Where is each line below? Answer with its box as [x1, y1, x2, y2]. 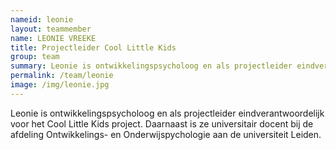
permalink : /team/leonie [10, 71, 114, 81]
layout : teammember [10, 24, 92, 34]
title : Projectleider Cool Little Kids [10, 42, 177, 53]
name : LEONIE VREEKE [10, 33, 97, 43]
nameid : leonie [10, 14, 74, 25]
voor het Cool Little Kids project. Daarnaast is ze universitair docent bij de [10, 117, 314, 130]
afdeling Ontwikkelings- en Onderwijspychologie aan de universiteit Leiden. [10, 128, 322, 140]
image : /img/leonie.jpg [10, 80, 110, 90]
